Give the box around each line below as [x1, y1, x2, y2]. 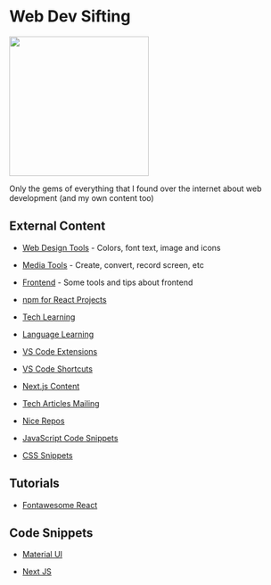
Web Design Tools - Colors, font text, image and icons [21, 242, 221, 253]
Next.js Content [21, 380, 80, 391]
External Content [9, 219, 106, 234]
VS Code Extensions [21, 346, 98, 356]
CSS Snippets [21, 449, 73, 461]
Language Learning [21, 329, 94, 339]
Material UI [21, 549, 63, 560]
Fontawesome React [21, 499, 98, 510]
